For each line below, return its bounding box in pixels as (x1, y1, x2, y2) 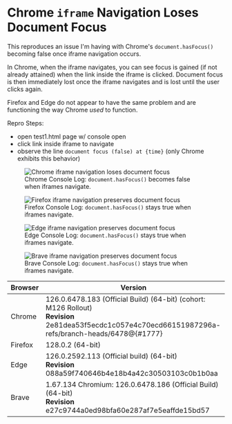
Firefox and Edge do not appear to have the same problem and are (7, 98, 197, 106)
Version (120, 283, 147, 292)
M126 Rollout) (45, 303, 93, 312)
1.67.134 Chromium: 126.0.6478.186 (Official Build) (45, 379, 219, 389)
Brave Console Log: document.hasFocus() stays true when (24, 259, 188, 267)
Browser (10, 283, 39, 292)
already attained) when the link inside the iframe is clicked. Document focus (7, 70, 223, 79)
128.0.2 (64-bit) (45, 340, 101, 350)
